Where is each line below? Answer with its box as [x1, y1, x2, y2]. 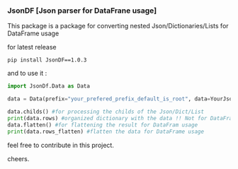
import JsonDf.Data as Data [7, 83, 91, 90]
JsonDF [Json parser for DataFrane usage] [7, 6, 157, 16]
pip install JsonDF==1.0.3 [7, 57, 87, 64]
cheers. [7, 154, 30, 163]
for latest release [7, 43, 57, 52]
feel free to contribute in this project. [7, 141, 115, 149]
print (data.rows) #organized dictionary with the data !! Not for [7, 115, 208, 122]
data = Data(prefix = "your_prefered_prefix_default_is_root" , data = [7, 95, 211, 103]
